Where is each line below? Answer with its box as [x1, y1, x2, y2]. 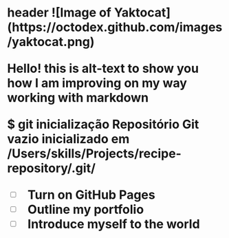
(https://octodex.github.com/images [7, 19, 223, 35]
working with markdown [7, 90, 149, 106]
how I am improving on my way [7, 76, 188, 91]
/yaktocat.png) [7, 34, 95, 50]
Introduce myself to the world [27, 217, 201, 232]
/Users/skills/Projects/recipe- [7, 146, 182, 162]
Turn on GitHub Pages [27, 187, 156, 203]
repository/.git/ [7, 160, 96, 176]
